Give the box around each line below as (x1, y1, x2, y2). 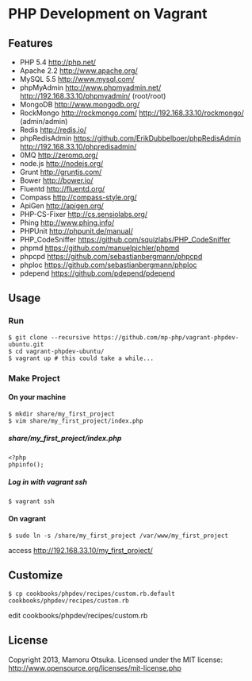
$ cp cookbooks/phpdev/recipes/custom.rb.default (8, 590, 176, 598)
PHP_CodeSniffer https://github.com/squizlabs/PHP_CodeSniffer (19, 235, 231, 244)
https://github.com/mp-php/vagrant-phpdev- (93, 333, 239, 342)
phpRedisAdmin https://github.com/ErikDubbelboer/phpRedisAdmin (19, 133, 242, 143)
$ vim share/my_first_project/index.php (8, 416, 144, 425)
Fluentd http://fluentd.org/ (19, 184, 105, 193)
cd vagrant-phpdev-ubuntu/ (15, 347, 105, 355)
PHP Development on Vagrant (8, 5, 208, 23)
